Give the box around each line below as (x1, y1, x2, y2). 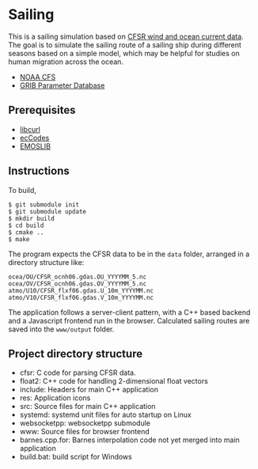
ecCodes (19, 133, 50, 142)
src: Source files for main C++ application (19, 402, 156, 411)
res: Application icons (19, 393, 91, 403)
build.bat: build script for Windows (19, 452, 132, 462)
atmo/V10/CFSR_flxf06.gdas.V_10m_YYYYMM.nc (8, 293, 154, 301)
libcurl (19, 124, 41, 134)
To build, (8, 185, 37, 195)
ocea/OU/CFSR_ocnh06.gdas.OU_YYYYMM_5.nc (8, 273, 147, 281)
